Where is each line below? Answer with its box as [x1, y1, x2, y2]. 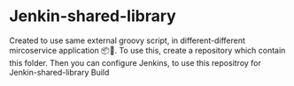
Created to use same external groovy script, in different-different [9, 35, 246, 46]
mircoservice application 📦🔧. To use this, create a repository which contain [9, 45, 286, 55]
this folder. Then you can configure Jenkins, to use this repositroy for [9, 57, 261, 68]
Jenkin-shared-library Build [9, 67, 110, 77]
